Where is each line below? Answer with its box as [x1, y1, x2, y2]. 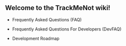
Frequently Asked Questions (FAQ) [12, 16, 82, 22]
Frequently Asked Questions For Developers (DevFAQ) [12, 26, 122, 32]
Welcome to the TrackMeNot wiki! [5, 4, 111, 12]
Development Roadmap [12, 35, 60, 41]
